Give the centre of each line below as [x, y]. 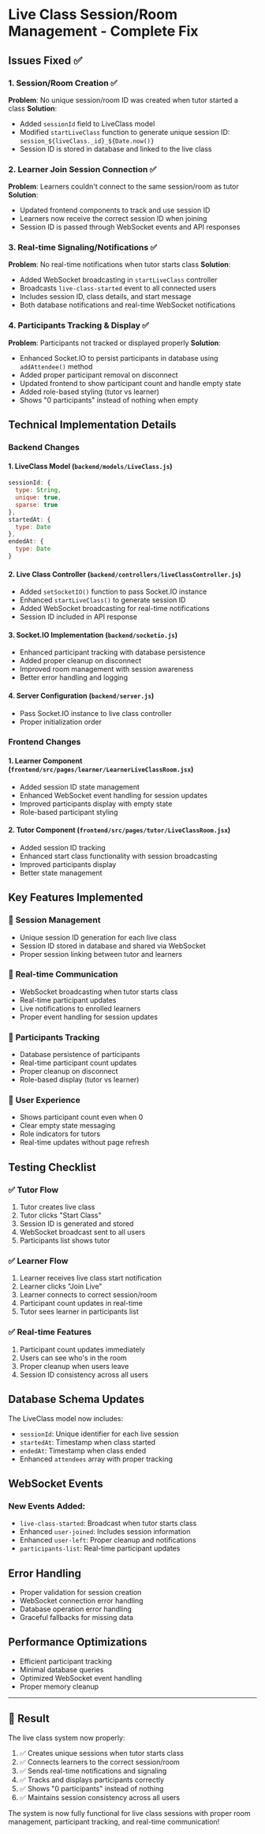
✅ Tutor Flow [34, 1190]
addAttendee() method [56, 366]
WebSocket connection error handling [81, 1601]
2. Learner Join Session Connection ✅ [82, 169]
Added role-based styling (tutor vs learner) [90, 392]
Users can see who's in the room [73, 1358]
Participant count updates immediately [82, 1349]
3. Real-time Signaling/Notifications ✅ [83, 248]
